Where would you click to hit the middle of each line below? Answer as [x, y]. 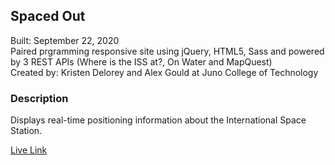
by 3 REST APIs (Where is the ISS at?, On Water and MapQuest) [141, 61]
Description [39, 98]
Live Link [29, 150]
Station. [26, 131]
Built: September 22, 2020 [65, 40]
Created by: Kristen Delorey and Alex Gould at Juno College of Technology [164, 72]
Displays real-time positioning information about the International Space [158, 120]
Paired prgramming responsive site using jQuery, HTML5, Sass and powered [167, 51]
